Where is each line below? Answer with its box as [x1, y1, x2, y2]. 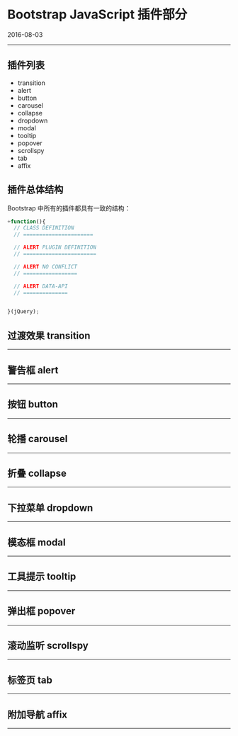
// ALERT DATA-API [13, 283, 69, 290]
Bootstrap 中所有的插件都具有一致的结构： [7, 203, 131, 213]
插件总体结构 [7, 183, 64, 196]
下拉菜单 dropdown [7, 502, 93, 514]
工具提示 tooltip [7, 571, 76, 583]
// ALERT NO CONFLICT [13, 263, 78, 270]
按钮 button [7, 398, 59, 411]
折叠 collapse [7, 467, 67, 479]
